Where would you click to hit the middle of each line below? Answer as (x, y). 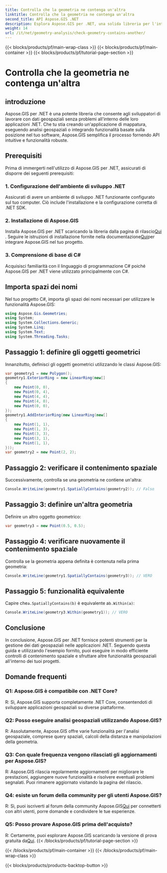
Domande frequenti (36, 677)
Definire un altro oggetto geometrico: (43, 516)
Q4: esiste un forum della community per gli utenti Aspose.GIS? (83, 796)
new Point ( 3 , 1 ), (32, 438)
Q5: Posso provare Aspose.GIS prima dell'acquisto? (69, 825)
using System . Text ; (25, 332)
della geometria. (22, 742)
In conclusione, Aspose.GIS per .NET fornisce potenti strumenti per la (76, 640)
